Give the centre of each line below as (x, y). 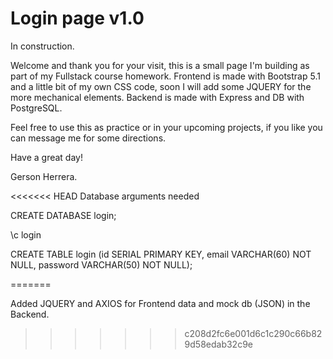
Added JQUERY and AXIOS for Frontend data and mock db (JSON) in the (160, 303)
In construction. (42, 46)
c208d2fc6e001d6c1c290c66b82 (253, 333)
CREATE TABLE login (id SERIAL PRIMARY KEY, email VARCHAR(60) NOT (161, 254)
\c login (26, 234)
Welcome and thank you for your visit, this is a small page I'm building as (160, 65)
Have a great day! (46, 157)
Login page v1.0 (77, 18)
